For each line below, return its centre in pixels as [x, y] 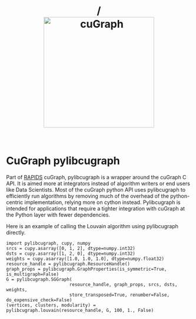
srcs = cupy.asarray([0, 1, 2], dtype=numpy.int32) [71, 249]
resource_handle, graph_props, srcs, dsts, [123, 285]
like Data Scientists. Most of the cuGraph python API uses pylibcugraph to [96, 190]
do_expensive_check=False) [39, 300]
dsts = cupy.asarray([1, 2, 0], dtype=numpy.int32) [71, 254]
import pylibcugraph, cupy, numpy [49, 244]
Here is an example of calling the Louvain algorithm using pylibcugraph [92, 226]
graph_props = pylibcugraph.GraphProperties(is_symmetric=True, [87, 269]
